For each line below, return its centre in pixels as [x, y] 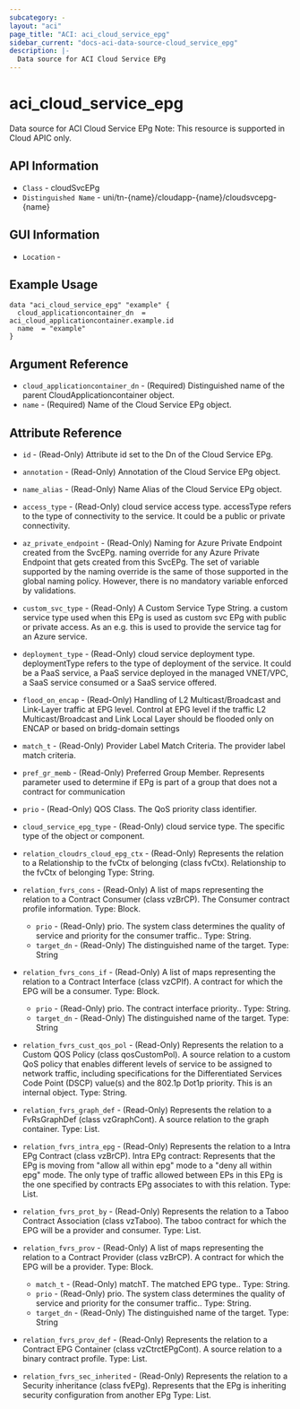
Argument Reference [69, 364]
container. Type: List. [61, 1129]
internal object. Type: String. [75, 1093]
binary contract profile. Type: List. [85, 1358]
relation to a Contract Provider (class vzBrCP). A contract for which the [153, 1257]
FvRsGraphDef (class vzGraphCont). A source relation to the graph [146, 1119]
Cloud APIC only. [40, 138]
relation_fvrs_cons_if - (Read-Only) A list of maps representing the [149, 972]
